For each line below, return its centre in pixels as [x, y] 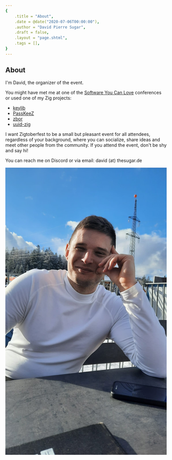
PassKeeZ [23, 113]
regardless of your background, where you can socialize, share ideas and [83, 139]
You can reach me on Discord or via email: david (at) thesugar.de [74, 160]
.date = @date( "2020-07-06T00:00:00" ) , [57, 22]
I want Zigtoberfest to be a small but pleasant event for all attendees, [78, 134]
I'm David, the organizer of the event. [45, 83]
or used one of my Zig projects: [38, 98]
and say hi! [17, 150]
